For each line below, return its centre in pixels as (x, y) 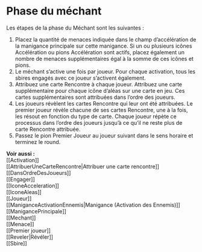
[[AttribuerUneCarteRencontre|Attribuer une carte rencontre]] (83, 166)
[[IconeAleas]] (24, 192)
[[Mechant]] (21, 218)
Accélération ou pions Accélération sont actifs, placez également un (100, 52)
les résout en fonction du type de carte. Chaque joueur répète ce (96, 116)
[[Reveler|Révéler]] (30, 237)
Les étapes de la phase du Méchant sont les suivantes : (75, 28)
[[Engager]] (21, 179)
